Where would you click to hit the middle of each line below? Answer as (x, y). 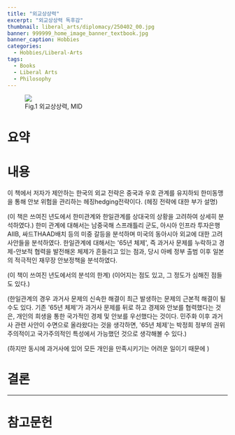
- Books (25, 66)
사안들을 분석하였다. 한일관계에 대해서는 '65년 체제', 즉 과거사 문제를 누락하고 (112, 243)
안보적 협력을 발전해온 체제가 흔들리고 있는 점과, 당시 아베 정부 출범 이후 (113, 251)
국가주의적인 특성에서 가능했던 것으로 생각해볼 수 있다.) (112, 334)
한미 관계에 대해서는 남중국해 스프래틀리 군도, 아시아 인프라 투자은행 (128, 225)
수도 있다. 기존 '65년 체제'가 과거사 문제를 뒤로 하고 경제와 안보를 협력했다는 (111, 307)
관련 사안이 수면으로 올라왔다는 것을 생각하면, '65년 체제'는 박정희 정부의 (113, 325)
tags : (15, 59)
